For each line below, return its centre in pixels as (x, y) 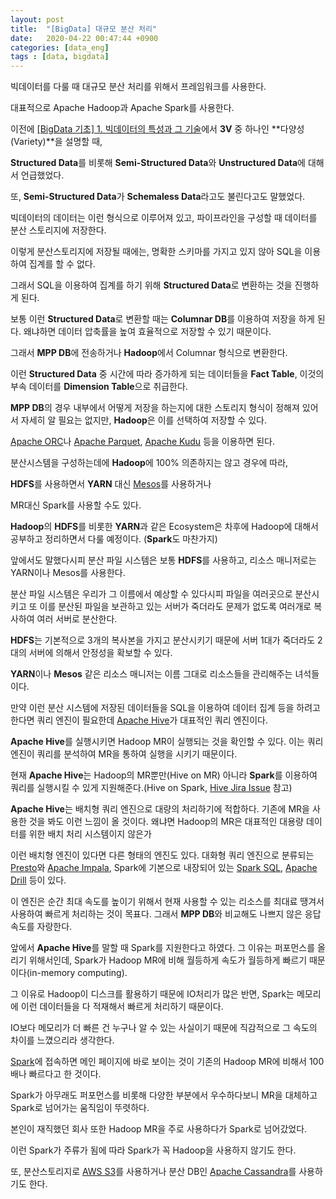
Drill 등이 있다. (38, 880)
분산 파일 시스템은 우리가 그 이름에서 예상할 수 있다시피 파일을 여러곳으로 (151, 594)
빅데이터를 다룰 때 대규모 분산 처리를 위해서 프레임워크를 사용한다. (138, 87)
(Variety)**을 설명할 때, (56, 142)
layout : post (37, 19)
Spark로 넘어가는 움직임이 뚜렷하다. (80, 1108)
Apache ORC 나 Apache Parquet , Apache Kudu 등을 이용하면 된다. (142, 442)
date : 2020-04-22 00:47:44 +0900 (84, 38)
